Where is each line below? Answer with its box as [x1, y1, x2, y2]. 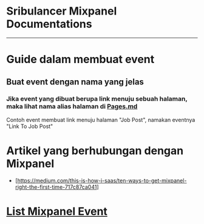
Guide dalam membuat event [6, 53, 155, 66]
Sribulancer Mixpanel [6, 4, 117, 18]
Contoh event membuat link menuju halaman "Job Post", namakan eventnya [6, 116, 195, 123]
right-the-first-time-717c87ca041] [15, 183, 99, 191]
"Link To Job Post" [6, 123, 53, 130]
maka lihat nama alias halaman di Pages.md [6, 102, 138, 110]
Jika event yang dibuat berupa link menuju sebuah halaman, [6, 95, 188, 103]
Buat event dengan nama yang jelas [6, 76, 144, 87]
